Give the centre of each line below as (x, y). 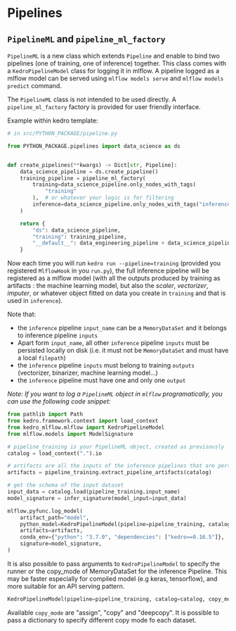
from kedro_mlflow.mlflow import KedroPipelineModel (86, 427)
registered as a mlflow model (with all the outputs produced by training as (114, 278)
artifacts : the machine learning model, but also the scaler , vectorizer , (108, 286)
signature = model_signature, (61, 544)
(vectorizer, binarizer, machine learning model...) (87, 373)
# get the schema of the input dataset (66, 485)
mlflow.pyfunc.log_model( (45, 511)
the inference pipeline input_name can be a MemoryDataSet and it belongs (122, 328)
